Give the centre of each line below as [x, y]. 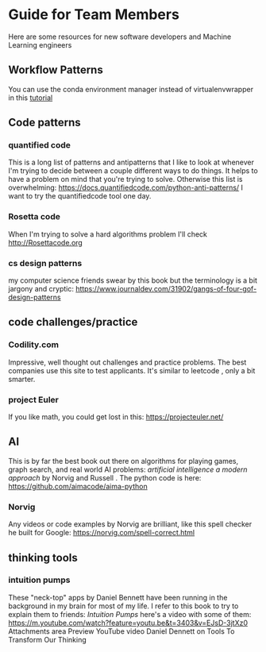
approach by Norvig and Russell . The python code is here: [105, 477]
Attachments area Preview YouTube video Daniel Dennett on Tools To [121, 631]
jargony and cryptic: [41, 289]
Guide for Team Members [94, 15]
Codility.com [34, 345]
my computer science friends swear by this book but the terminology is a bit [133, 280]
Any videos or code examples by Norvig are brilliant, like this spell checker [130, 524]
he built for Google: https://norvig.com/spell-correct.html [102, 533]
